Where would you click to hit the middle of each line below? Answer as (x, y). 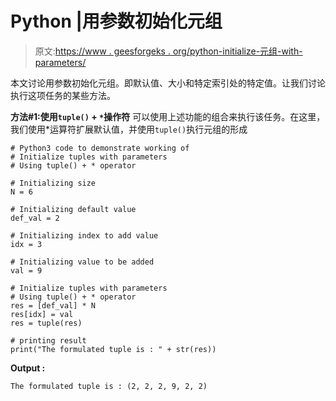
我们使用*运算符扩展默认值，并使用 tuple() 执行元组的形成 (129, 129)
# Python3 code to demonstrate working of (100, 148)
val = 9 (26, 270)
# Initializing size (53, 183)
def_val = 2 (35, 218)
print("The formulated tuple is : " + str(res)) (113, 349)
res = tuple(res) (46, 323)
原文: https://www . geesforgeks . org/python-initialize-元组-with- (168, 51)
